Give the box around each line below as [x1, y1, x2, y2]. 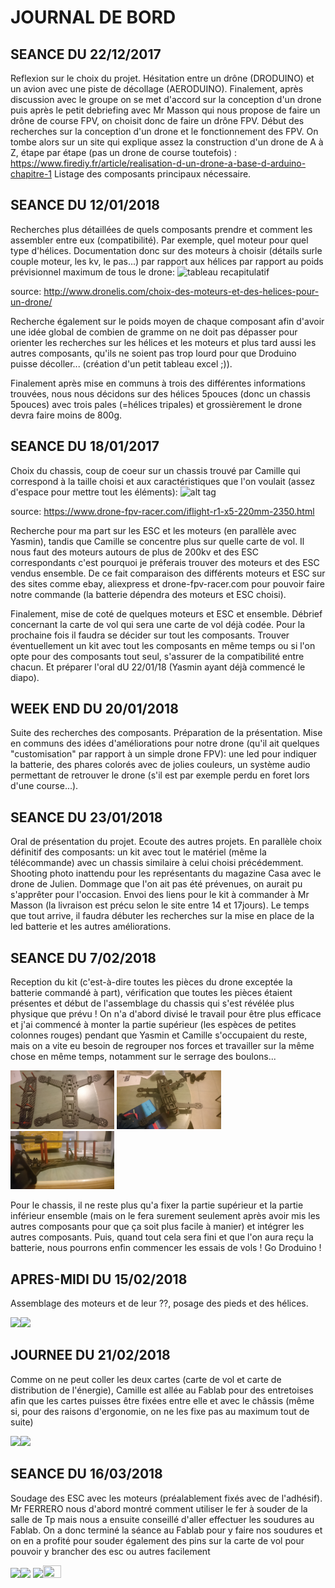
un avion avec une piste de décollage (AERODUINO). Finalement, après [10, 83, 304, 95]
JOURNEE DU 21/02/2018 [10, 1347, 171, 1364]
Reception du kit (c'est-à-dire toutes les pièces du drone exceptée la [10, 976, 293, 988]
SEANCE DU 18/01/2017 [10, 438, 160, 455]
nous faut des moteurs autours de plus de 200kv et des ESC [10, 546, 259, 558]
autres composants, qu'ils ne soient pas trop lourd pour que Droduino [10, 347, 297, 359]
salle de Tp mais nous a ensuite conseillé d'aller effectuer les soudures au [10, 1513, 315, 1525]
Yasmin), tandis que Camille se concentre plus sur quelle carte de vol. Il [10, 535, 305, 547]
